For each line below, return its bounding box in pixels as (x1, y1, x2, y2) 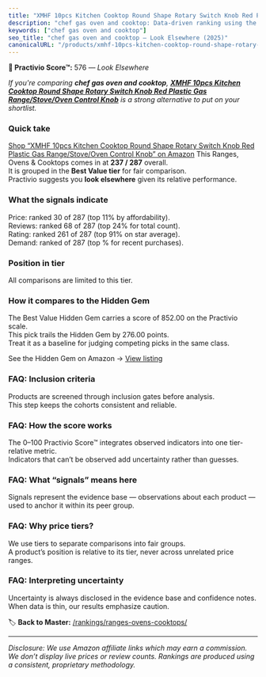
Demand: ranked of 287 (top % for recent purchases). (8, 238, 184, 247)
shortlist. (8, 104, 37, 113)
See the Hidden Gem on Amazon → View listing (8, 354, 163, 363)
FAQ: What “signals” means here (8, 474, 138, 485)
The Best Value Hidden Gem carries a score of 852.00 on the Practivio (8, 314, 238, 323)
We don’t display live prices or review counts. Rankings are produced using (8, 651, 255, 661)
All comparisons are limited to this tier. (8, 276, 133, 285)
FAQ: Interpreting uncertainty (8, 575, 124, 586)
